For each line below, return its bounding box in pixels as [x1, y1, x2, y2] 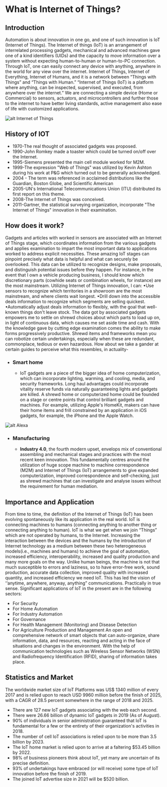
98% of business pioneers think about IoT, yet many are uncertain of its [12, 754, 160, 760]
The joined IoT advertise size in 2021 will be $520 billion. [12, 776, 129, 782]
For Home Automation [12, 606, 58, 612]
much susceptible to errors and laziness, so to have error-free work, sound [5, 564, 160, 570]
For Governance [12, 616, 46, 622]
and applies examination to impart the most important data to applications [5, 245, 157, 251]
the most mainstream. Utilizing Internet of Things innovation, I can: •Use [5, 282, 154, 288]
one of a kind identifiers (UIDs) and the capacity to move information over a [5, 52, 161, 58]
